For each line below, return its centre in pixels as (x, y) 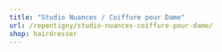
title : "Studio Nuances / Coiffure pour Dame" (97, 17)
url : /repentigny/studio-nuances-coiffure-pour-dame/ (111, 26)
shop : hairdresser (43, 33)
